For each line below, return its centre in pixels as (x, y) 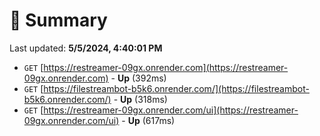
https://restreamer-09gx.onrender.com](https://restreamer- (166, 67)
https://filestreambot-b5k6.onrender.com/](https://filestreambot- (176, 88)
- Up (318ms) (140, 99)
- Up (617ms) (148, 120)
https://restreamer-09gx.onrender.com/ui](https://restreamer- (171, 110)
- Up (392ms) (138, 78)
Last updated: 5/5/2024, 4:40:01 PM (86, 48)
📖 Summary (58, 20)
